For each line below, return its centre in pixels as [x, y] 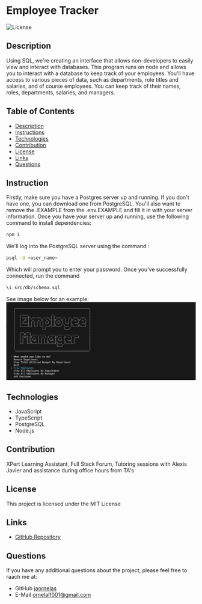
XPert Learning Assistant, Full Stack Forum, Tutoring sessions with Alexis [97, 464]
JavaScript [28, 412]
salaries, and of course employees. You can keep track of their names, [94, 86]
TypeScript [29, 418]
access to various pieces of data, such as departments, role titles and [93, 79]
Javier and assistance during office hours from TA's [70, 470]
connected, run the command [43, 276]
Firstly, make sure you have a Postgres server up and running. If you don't [98, 197]
